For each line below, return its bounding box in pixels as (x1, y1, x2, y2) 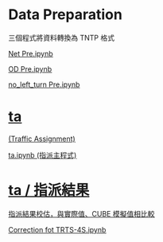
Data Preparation (8, 6, 123, 24)
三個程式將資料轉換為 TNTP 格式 (8, 33, 115, 42)
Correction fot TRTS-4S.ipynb (8, 224, 107, 234)
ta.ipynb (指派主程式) (8, 150, 77, 160)
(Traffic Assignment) (8, 134, 76, 143)
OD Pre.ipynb (8, 64, 52, 73)
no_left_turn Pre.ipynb (8, 80, 80, 89)
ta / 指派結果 (8, 181, 90, 200)
